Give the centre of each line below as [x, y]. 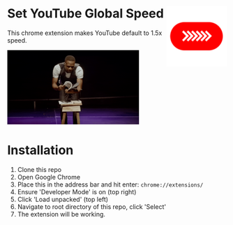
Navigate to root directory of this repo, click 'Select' [91, 206]
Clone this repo [39, 169]
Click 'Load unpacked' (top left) [63, 199]
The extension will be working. [61, 214]
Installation [40, 151]
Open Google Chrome [49, 177]
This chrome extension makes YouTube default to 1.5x [85, 33]
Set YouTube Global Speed [85, 14]
